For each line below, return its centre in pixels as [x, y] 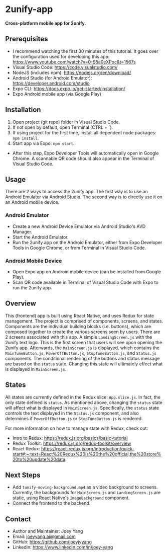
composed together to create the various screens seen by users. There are [83, 332]
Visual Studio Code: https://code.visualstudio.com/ [65, 67]
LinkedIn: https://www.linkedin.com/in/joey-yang [63, 547]
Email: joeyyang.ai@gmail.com [44, 536]
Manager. [22, 231]
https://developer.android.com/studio [51, 83]
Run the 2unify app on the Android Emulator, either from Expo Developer [87, 242]
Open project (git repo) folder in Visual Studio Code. [66, 122]
